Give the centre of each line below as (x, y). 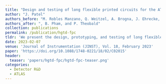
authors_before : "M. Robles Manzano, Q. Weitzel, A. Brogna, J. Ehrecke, (83, 19)
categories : (17, 65)
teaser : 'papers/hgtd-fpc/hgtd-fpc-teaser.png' (60, 60)
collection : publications (32, 28)
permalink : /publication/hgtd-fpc (41, 33)
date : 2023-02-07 (23, 42)
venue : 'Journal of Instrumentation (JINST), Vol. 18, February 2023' (79, 46)
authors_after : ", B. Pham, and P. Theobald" (53, 23)
